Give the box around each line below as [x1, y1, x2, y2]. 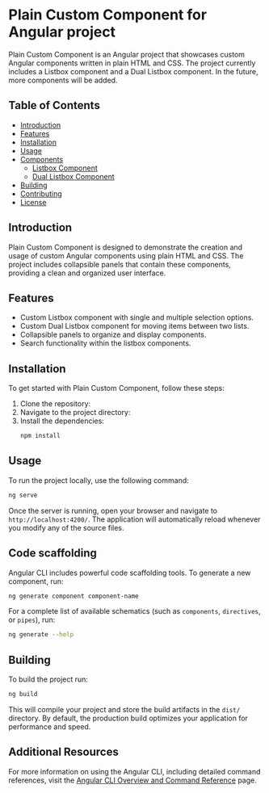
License [19, 197, 47, 207]
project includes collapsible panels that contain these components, [8, 259, 232, 269]
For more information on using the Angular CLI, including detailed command [8, 766, 261, 776]
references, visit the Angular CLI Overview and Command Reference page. [8, 775, 257, 785]
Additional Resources [8, 745, 119, 759]
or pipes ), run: [8, 615, 56, 625]
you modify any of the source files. [8, 522, 124, 532]
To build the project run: [8, 674, 89, 684]
